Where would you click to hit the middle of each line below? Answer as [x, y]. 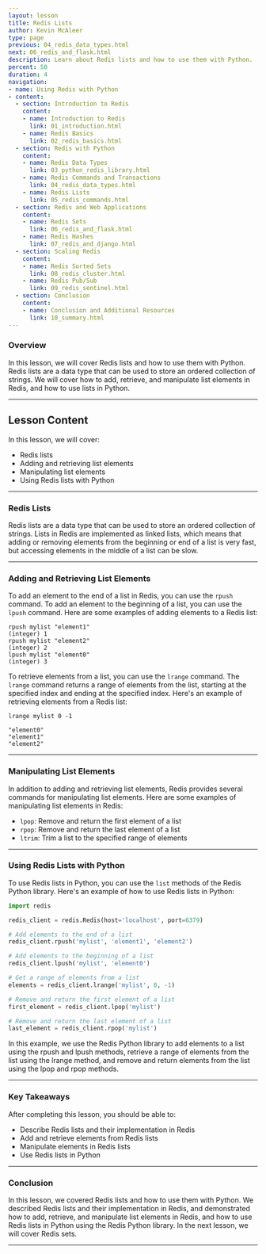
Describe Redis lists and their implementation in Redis [107, 1130]
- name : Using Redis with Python [63, 89]
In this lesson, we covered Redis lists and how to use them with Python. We [131, 1200]
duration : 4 [28, 75]
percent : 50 [28, 67]
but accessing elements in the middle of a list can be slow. [103, 550]
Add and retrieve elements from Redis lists [89, 1137]
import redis [30, 906]
